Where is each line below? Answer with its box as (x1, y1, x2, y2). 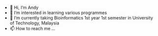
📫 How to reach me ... (9, 26, 55, 31)
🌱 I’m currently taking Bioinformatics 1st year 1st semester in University (9, 15, 153, 20)
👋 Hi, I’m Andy (9, 5, 39, 10)
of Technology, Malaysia (9, 20, 60, 26)
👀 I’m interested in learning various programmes (9, 10, 107, 16)
